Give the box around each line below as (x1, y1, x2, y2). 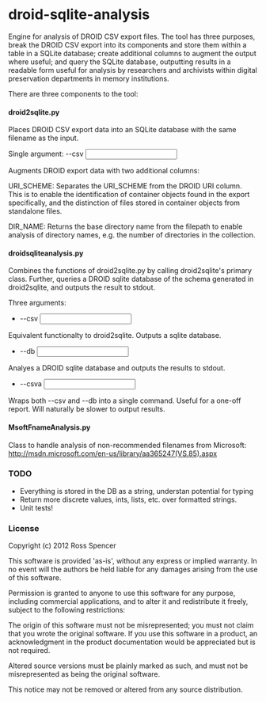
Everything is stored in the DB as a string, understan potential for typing (19, 486, 254, 495)
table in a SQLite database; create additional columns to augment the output (8, 48, 256, 58)
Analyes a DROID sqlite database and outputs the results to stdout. (8, 363, 226, 373)
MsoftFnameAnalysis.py (8, 422, 91, 432)
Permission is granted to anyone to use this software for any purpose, (8, 588, 236, 598)
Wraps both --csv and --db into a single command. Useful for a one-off (8, 396, 241, 405)
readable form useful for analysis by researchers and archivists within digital (8, 65, 257, 74)
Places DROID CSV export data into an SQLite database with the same (8, 125, 237, 135)
